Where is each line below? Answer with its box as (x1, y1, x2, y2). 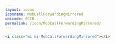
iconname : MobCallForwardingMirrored (5, 12, 84, 17)
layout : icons (5, 7, 35, 12)
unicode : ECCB (5, 16, 35, 21)
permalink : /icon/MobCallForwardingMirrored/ (5, 21, 101, 26)
